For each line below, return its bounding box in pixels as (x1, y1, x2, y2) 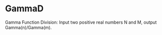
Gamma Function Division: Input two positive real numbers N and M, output (5, 19, 157, 25)
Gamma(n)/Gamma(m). (5, 24, 52, 30)
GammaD (5, 3, 44, 14)
